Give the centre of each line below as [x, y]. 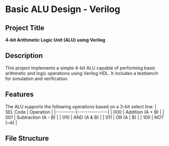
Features [19, 94]
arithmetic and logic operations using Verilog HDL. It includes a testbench [82, 73]
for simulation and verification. [37, 79]
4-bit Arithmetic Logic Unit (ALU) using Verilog [55, 40]
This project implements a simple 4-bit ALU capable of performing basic [80, 68]
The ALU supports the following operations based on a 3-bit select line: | [81, 106]
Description [24, 56]
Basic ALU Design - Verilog [63, 9]
